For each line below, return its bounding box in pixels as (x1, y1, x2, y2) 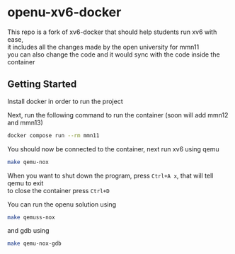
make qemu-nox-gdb (7, 240, 62, 248)
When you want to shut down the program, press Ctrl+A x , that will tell (7, 171, 214, 180)
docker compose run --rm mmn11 (7, 132, 100, 139)
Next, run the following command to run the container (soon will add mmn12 (7, 110, 229, 119)
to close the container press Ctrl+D (7, 186, 110, 195)
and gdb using (7, 226, 50, 235)
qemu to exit (7, 178, 44, 187)
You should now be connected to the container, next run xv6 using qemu (7, 144, 219, 153)
